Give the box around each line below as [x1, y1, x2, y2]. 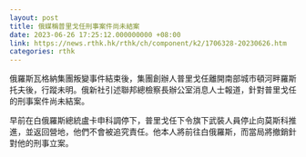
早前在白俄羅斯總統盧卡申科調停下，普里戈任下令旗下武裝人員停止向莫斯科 [9, 115, 289, 126]
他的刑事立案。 [16, 138, 74, 149]
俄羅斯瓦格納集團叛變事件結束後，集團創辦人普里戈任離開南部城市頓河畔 [9, 74, 280, 84]
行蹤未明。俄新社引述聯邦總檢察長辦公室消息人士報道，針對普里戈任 [40, 84, 297, 95]
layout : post [9, 13, 59, 23]
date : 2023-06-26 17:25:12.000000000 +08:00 [9, 30, 181, 39]
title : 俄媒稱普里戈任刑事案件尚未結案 [9, 22, 140, 31]
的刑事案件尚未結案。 [9, 96, 89, 107]
